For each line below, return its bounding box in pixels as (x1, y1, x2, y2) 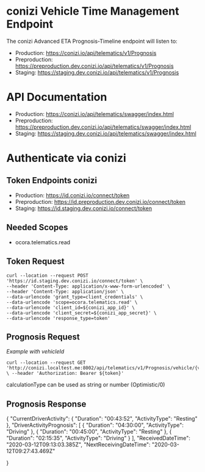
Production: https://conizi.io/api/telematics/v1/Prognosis (15, 49, 157, 56)
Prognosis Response (6, 399, 87, 409)
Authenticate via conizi (6, 151, 126, 165)
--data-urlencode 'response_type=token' (6, 315, 111, 321)
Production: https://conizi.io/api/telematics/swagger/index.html (15, 110, 174, 117)
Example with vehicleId (6, 348, 65, 355)
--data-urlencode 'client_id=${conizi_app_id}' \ (6, 304, 135, 311)
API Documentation (6, 90, 107, 104)
